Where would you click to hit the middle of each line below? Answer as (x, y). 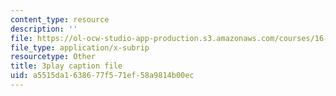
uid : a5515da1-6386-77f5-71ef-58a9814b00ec (102, 76)
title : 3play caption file (66, 66)
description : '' (44, 29)
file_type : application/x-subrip (80, 47)
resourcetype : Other (53, 57)
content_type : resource (60, 19)
